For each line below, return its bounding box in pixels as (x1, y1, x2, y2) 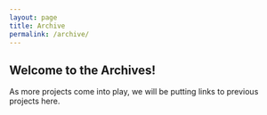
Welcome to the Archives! (9, 62, 156, 78)
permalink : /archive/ (9, 29, 90, 38)
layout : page (9, 12, 58, 22)
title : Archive (9, 21, 66, 30)
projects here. (9, 95, 61, 107)
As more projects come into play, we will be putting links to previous (9, 86, 259, 97)
